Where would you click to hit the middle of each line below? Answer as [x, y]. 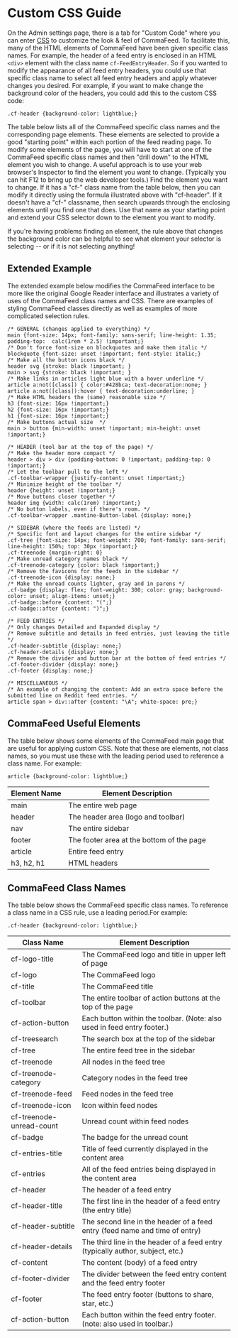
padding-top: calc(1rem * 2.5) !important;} [75, 341]
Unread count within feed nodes [135, 1121]
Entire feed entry [96, 852]
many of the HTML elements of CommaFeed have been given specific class [118, 48]
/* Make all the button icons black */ [66, 360]
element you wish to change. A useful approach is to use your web [105, 164]
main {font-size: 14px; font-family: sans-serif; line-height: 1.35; [112, 335]
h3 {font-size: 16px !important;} [58, 403]
